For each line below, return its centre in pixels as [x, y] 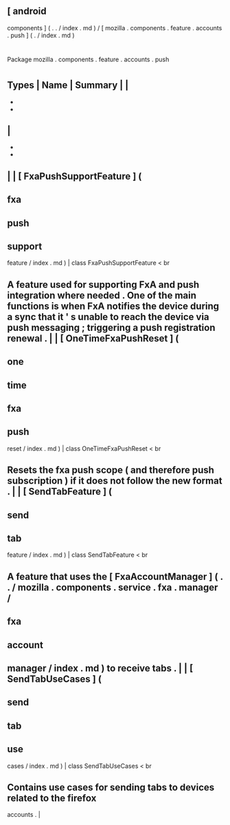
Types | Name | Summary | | [68, 85]
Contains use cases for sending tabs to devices [111, 787]
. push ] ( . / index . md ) [41, 35]
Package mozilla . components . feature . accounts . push [88, 59]
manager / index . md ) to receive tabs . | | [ [100, 668]
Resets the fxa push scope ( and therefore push [111, 470]
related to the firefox [52, 798]
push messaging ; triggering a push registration [111, 327]
